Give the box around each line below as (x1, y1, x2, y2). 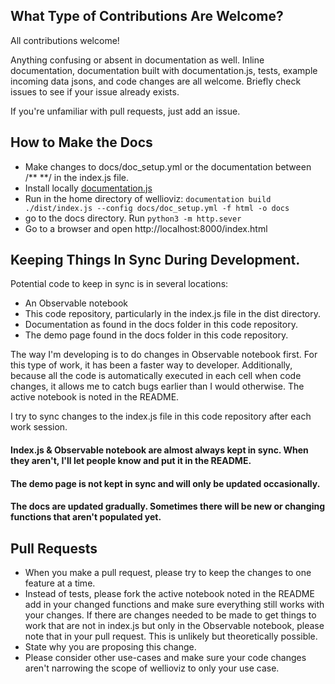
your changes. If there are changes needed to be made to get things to (24, 609, 317, 621)
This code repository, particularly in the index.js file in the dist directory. (24, 308, 322, 320)
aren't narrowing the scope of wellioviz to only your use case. (24, 662, 280, 674)
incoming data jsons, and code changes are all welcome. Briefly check (10, 75, 302, 87)
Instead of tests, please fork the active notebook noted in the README (24, 588, 315, 600)
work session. (10, 421, 68, 433)
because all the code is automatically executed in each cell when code (10, 370, 302, 382)
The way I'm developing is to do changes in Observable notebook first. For (10, 349, 318, 361)
